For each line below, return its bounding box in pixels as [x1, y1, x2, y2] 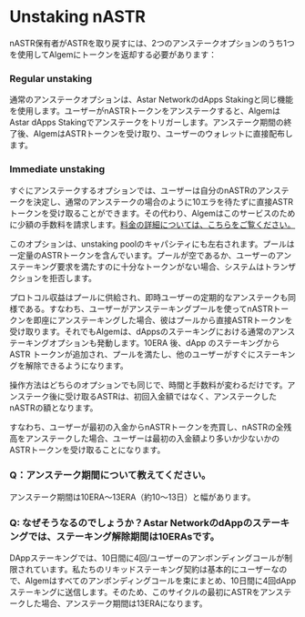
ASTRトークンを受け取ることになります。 [9, 444, 166, 455]
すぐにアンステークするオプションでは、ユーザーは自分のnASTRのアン [9, 185, 273, 196]
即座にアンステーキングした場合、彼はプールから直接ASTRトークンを [33, 314, 293, 325]
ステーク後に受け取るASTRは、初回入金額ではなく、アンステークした [16, 390, 278, 401]
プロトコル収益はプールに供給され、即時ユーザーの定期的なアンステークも [9, 291, 289, 302]
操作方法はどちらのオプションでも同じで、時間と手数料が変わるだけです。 [9, 379, 289, 390]
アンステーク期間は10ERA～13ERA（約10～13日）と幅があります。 [9, 491, 256, 502]
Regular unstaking [9, 72, 93, 85]
